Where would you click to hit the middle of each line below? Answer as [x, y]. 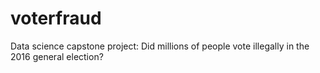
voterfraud [56, 18]
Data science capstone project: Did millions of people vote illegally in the [160, 46]
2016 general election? [57, 56]
